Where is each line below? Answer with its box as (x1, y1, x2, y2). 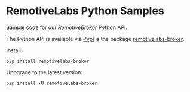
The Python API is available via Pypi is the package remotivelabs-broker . (6, 35, 185, 42)
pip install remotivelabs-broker (6, 58, 90, 64)
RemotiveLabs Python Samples (6, 4, 164, 18)
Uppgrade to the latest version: (6, 68, 82, 75)
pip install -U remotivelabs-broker (6, 80, 97, 86)
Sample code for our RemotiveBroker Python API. (6, 24, 127, 31)
